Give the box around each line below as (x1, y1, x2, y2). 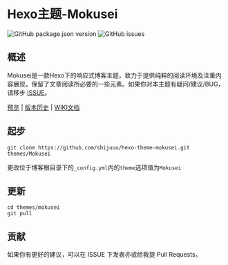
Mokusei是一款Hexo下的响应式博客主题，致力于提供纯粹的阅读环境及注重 (7, 71, 216, 80)
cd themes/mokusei (7, 204, 60, 211)
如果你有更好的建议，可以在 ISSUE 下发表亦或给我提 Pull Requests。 (7, 250, 202, 259)
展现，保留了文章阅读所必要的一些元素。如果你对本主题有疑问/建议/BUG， (12, 80, 225, 88)
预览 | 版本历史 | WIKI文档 (7, 103, 80, 111)
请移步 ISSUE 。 (7, 88, 51, 97)
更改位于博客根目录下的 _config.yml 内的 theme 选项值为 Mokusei (7, 163, 182, 172)
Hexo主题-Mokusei (7, 6, 118, 22)
